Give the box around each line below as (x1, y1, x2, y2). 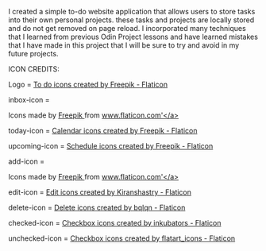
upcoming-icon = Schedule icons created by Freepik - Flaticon (8, 141, 214, 150)
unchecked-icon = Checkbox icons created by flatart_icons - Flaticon (8, 234, 236, 243)
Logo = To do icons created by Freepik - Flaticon (8, 79, 168, 89)
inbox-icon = (8, 95, 50, 104)
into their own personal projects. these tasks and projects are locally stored (8, 15, 255, 25)
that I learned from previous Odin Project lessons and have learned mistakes (8, 32, 258, 41)
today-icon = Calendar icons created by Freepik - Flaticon (8, 126, 198, 135)
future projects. (8, 49, 59, 58)
